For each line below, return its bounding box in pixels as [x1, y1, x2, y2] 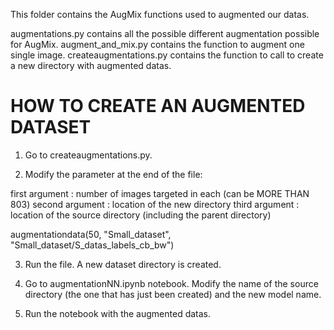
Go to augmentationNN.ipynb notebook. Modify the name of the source [24, 277, 319, 289]
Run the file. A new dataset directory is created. [24, 258, 222, 270]
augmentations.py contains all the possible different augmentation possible [10, 28, 320, 39]
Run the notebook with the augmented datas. [24, 307, 212, 319]
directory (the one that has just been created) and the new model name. [24, 288, 322, 300]
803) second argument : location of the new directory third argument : [10, 198, 300, 210]
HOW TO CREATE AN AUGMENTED [10, 95, 306, 118]
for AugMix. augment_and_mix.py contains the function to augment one [10, 39, 305, 50]
